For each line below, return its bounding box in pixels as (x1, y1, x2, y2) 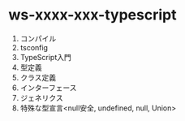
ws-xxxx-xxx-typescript (8, 6, 177, 24)
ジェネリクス (19, 93, 63, 102)
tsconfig (19, 42, 49, 52)
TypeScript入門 (19, 52, 71, 62)
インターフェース (19, 83, 77, 93)
